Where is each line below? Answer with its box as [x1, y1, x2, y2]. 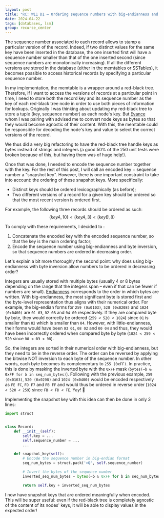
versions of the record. [5, 132, 51, 138]
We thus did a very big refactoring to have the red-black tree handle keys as [5, 141, 158, 147]
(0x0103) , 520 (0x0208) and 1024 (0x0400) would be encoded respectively [5, 377, 154, 382]
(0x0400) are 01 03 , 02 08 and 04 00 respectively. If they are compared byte [5, 310, 157, 316]
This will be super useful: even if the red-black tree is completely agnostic [5, 497, 154, 503]
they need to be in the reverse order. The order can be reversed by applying [5, 351, 158, 356]
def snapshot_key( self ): [14, 451, 64, 457]
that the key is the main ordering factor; [12, 239, 92, 245]
